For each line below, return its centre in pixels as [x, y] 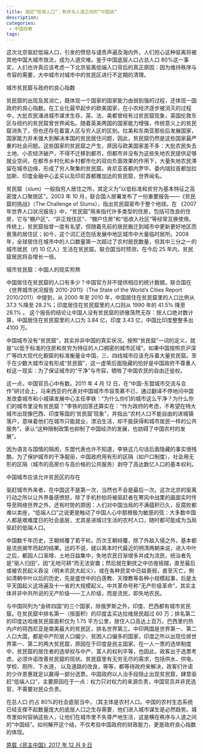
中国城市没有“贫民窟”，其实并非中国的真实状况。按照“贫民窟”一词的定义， [98, 340]
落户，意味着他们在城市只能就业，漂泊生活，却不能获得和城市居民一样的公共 [101, 421]
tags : [13, 34]
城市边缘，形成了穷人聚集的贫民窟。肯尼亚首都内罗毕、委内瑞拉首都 [101, 168]
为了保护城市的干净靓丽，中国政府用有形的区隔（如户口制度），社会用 [103, 457]
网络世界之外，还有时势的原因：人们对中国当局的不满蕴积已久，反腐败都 [107, 505]
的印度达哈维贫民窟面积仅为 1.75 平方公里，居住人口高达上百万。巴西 [92, 621]
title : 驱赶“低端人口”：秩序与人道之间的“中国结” [62, 12]
